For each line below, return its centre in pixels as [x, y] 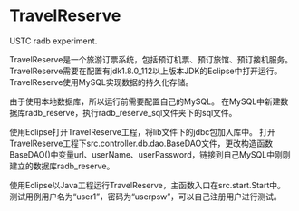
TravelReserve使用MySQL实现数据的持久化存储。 [101, 82]
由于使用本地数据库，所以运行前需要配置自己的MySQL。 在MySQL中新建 [145, 101]
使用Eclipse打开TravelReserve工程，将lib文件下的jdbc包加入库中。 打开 [143, 131]
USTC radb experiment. [53, 41]
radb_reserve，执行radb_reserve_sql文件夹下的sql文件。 [131, 112]
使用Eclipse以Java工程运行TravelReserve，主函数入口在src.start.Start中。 [147, 185]
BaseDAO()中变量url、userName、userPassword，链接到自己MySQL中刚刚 [150, 154]
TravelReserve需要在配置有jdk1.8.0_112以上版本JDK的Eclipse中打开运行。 [146, 71]
